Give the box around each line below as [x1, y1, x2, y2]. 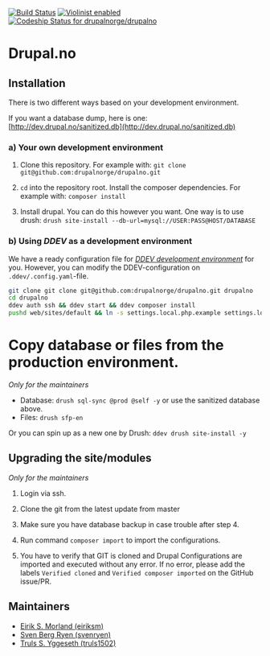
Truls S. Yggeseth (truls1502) [19, 638, 117, 648]
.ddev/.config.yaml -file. [8, 270, 89, 281]
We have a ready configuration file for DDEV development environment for [8, 254, 255, 263]
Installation [8, 76, 66, 90]
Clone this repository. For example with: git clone [19, 160, 186, 170]
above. [19, 404, 43, 414]
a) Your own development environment [8, 142, 163, 153]
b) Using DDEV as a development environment [8, 236, 193, 247]
